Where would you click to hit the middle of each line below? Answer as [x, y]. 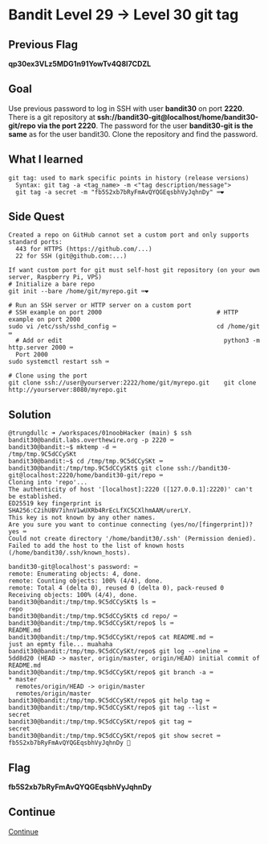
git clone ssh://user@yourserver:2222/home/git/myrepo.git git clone [132, 383]
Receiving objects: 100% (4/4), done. [73, 595]
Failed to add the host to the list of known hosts [96, 546]
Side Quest [37, 217]
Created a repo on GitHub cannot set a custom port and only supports [129, 235]
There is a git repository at [52, 117]
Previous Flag [43, 45]
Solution [30, 415]
